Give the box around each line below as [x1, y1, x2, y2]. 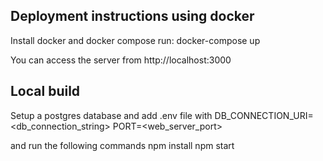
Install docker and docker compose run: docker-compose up [10, 34, 261, 46]
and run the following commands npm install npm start [10, 139, 235, 151]
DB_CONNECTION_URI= [214, 109, 314, 121]
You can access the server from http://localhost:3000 [10, 54, 232, 66]
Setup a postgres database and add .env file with [10, 109, 213, 121]
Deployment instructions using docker [10, 8, 255, 25]
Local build [10, 83, 81, 100]
